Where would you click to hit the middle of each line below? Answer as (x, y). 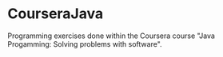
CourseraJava (56, 14)
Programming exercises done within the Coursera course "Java (111, 36)
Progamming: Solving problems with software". (85, 44)
